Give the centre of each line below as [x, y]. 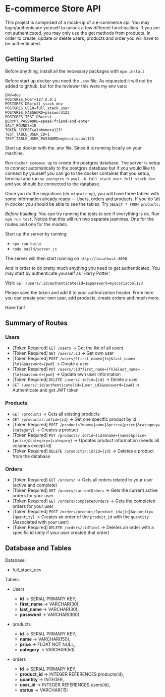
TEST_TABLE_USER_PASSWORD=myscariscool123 [50, 139]
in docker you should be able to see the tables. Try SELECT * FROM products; [83, 204]
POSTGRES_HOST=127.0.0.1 [31, 99]
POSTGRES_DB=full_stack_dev [34, 104]
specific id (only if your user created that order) [61, 533]
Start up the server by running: [36, 233]
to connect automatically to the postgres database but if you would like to [80, 168]
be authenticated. [23, 43]
